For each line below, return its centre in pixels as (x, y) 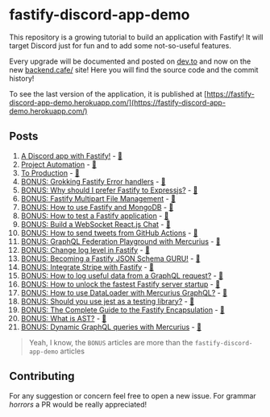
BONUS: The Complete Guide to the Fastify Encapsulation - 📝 (123, 310)
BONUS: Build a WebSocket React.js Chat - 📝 (96, 224)
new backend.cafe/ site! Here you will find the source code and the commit (134, 69)
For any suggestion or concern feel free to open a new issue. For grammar (133, 395)
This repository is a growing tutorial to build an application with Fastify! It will (136, 37)
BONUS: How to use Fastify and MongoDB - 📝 (97, 207)
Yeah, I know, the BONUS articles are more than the (111, 342)
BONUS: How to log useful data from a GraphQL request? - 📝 (122, 275)
